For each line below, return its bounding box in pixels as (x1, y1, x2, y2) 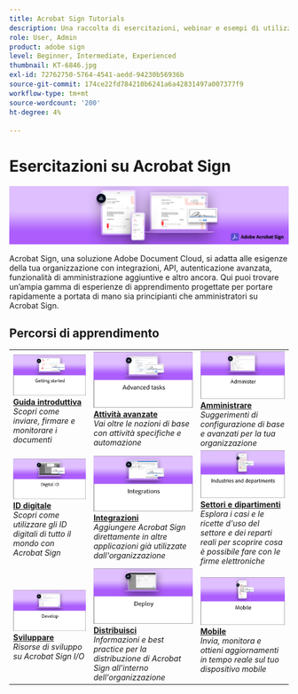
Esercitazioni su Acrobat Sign (9, 156, 231, 176)
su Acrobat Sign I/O (12, 651, 85, 661)
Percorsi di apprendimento (9, 325, 160, 340)
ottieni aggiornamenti (200, 644, 279, 655)
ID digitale (12, 501, 51, 511)
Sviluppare (12, 632, 55, 643)
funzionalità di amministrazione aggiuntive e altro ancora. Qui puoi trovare (9, 271, 279, 283)
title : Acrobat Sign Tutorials (9, 14, 125, 23)
